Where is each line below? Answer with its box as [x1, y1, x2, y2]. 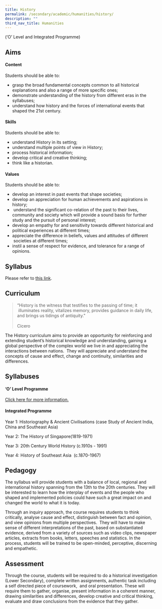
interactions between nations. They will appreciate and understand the [5, 348, 147, 353]
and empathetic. [5, 546, 38, 552]
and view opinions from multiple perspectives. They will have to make [5, 519, 146, 526]
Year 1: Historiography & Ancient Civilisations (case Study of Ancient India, [5, 419, 154, 424]
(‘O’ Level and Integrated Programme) [5, 34, 81, 40]
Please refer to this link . [5, 276, 52, 281]
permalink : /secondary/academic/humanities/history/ [5, 12, 114, 17]
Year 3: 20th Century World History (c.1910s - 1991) [5, 443, 108, 448]
